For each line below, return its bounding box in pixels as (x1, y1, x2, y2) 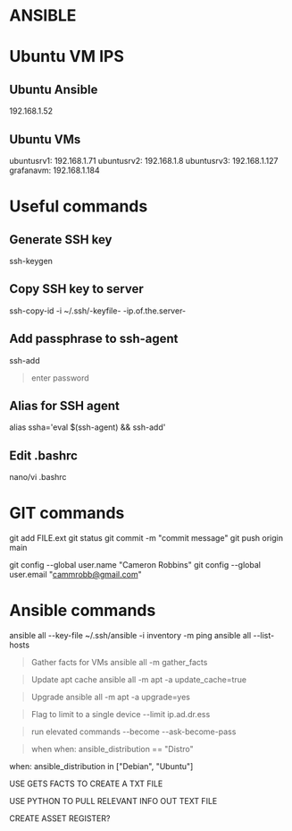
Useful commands (9, 196, 148, 217)
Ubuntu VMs (9, 132, 81, 147)
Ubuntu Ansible (9, 81, 98, 97)
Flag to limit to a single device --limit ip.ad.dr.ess (30, 709, 211, 720)
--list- (253, 630, 275, 641)
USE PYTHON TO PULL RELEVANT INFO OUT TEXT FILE (9, 796, 218, 807)
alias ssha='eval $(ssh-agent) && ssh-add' (9, 422, 166, 433)
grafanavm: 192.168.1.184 (9, 165, 100, 176)
